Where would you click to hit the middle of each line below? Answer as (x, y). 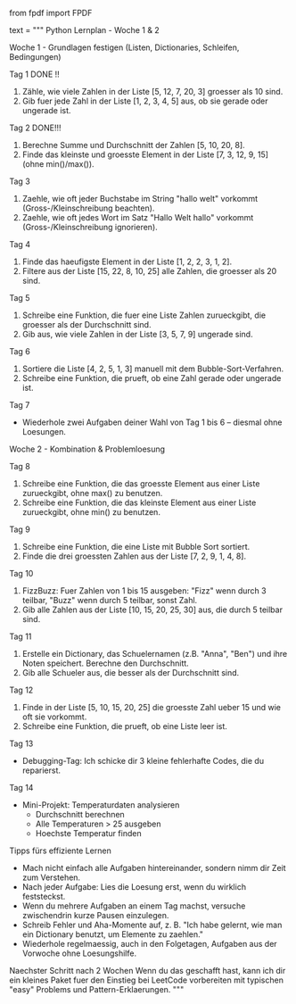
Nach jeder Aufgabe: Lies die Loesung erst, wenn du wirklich (134, 887)
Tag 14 (21, 788)
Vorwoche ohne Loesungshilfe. (79, 953)
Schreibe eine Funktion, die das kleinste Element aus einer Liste (139, 502)
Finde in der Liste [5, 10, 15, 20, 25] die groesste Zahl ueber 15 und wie (152, 707)
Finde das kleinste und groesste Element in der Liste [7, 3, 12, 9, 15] (145, 154)
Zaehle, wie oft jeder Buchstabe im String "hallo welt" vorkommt (140, 199)
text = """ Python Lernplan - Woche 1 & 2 (85, 30)
